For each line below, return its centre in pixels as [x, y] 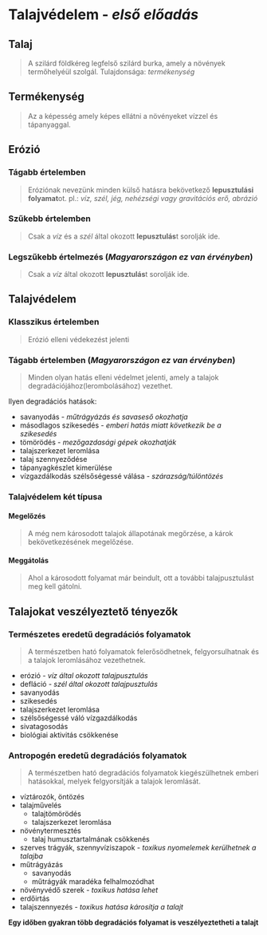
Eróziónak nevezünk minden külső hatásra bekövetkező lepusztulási [141, 190]
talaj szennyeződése [53, 460]
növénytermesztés [50, 830]
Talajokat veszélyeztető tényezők [93, 611]
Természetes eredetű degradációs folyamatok [100, 634]
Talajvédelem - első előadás [104, 15]
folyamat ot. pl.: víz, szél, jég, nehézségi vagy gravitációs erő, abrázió [143, 198]
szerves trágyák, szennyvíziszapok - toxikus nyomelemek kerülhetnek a [138, 848]
